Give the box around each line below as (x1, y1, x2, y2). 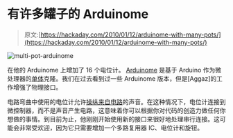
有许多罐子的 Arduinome (7, 6, 149, 22)
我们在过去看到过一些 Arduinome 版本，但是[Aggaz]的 (61, 74, 217, 83)
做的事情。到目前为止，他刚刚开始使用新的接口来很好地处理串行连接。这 (12, 115, 220, 123)
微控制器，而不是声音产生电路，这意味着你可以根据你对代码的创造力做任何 (7, 106, 220, 115)
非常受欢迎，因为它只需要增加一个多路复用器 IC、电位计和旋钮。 (19, 124, 203, 132)
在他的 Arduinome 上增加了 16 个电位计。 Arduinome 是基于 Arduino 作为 (7, 66, 216, 74)
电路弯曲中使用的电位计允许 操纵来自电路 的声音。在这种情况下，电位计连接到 (7, 97, 226, 106)
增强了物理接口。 (12, 83, 62, 91)
